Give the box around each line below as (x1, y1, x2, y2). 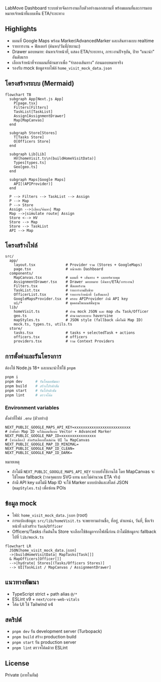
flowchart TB (5, 92, 31, 97)
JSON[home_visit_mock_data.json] (9, 548, 77, 553)
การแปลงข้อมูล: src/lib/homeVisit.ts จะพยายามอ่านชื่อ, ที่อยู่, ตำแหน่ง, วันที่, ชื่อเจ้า (12, 518, 154, 523)
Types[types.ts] (14, 160, 47, 165)
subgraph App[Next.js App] (9, 97, 64, 101)
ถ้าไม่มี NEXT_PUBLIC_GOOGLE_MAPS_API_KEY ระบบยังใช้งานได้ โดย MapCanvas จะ (12, 469, 155, 474)
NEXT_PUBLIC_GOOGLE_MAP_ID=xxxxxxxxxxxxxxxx (5, 433, 96, 438)
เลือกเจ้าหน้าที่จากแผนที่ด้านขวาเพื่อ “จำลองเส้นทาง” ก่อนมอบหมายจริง (12, 59, 123, 65)
